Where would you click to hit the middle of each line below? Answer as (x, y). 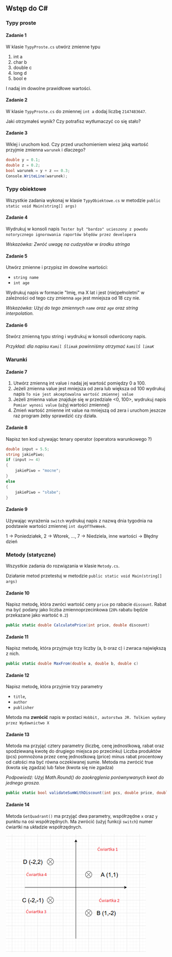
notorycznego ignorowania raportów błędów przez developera (71, 235)
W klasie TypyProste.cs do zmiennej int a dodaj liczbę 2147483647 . (76, 111)
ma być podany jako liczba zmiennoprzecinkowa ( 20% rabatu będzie (77, 610)
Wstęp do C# (27, 8)
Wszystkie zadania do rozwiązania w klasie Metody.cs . (63, 566)
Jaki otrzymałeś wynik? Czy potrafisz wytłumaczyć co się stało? (73, 121)
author (20, 703)
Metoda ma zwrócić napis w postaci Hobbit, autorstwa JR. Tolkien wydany (86, 717)
